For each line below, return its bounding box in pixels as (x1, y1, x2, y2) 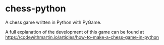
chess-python (5, 3, 66, 14)
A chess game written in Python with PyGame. (5, 19, 102, 25)
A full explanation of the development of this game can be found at (5, 29, 144, 35)
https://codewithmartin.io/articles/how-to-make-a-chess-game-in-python (5, 34, 159, 40)
